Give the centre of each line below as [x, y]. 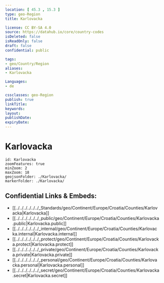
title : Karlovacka [24, 19]
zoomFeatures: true [25, 164]
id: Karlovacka [21, 160]
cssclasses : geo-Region [29, 95]
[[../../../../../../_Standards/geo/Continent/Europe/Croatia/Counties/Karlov [85, 208]
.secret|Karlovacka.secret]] [40, 275]
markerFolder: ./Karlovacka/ [35, 181]
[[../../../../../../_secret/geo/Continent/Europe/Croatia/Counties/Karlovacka [86, 270]
